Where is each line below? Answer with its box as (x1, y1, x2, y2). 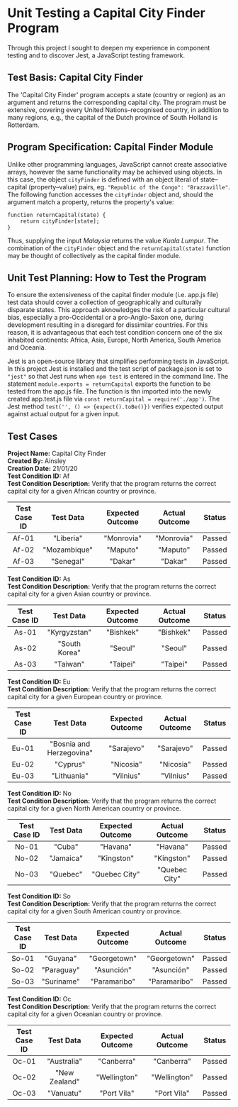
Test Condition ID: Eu (7, 677, 71, 686)
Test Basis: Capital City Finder (7, 72, 144, 84)
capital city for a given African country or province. (7, 487, 157, 496)
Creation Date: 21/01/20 (7, 465, 78, 473)
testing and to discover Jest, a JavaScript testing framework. (7, 51, 186, 60)
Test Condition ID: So (7, 892, 71, 901)
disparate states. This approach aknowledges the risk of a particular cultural (7, 306, 230, 314)
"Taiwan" (54, 660, 85, 669)
